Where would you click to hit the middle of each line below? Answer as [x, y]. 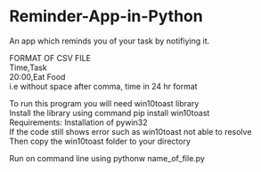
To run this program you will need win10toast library [104, 103]
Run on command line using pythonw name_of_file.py [107, 158]
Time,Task [28, 67]
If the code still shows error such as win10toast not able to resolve [130, 131]
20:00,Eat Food [37, 76]
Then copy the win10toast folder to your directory [100, 141]
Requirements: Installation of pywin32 [79, 122]
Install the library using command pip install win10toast [110, 113]
